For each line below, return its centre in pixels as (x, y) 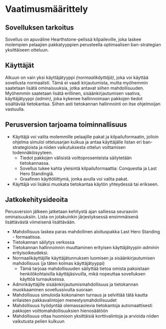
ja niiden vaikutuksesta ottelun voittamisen (82, 147)
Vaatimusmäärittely (47, 9)
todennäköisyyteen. (32, 152)
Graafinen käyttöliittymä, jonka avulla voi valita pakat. (74, 179)
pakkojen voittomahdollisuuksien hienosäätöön (60, 311)
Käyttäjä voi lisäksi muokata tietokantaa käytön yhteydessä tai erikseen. (85, 184)
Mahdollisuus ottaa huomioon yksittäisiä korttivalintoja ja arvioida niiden (85, 316)
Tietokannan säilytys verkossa (43, 242)
